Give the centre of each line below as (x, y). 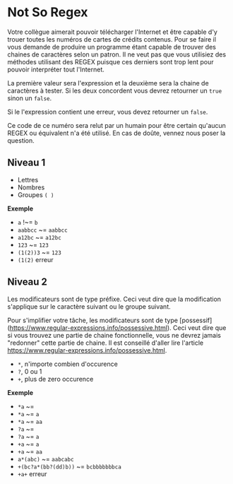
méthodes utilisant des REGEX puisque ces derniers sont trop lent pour (110, 61)
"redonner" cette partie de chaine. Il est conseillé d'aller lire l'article (105, 343)
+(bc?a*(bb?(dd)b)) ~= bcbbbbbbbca (69, 466)
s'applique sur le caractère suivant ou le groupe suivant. (89, 306)
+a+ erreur (32, 473)
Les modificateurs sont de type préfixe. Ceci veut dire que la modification (114, 299)
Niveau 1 (26, 163)
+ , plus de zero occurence (55, 379)
